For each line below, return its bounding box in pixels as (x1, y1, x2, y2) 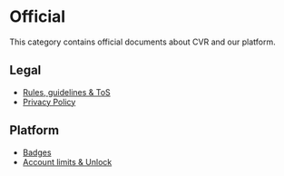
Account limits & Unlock (22, 156, 113, 167)
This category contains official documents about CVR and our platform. (9, 36, 276, 47)
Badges (22, 147, 52, 158)
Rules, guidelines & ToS (22, 86, 111, 97)
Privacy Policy (22, 96, 76, 107)
